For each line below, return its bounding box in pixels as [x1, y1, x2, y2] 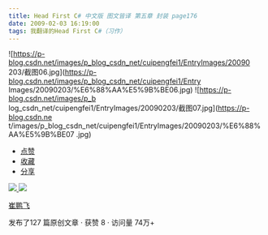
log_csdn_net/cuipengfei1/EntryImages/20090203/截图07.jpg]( [8, 103, 218, 113]
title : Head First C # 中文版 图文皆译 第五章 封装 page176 [8, 11, 197, 20]
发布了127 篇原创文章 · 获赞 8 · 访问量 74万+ [8, 218, 155, 228]
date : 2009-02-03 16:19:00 [8, 19, 100, 28]
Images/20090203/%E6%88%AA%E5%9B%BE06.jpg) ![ [8, 85, 201, 95]
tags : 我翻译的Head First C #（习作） [8, 27, 127, 35]
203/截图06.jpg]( [8, 67, 65, 77]
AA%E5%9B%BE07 [8, 130, 75, 139]
